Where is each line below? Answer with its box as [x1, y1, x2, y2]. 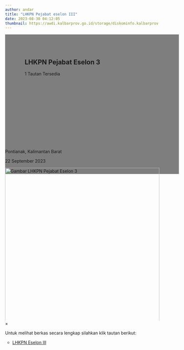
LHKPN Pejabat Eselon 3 [24, 58, 100, 66]
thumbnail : [5, 21, 27, 26]
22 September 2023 [5, 158, 46, 164]
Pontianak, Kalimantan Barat [5, 149, 62, 155]
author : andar [5, 7, 34, 12]
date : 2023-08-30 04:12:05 [5, 16, 60, 21]
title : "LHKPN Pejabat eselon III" [5, 12, 78, 17]
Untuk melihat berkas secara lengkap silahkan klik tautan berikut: [5, 330, 137, 336]
